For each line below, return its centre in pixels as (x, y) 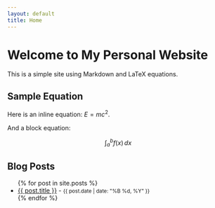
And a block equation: (39, 127)
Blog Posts (31, 166)
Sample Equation (45, 96)
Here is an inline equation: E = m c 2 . (59, 114)
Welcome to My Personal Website (108, 55)
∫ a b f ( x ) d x (118, 143)
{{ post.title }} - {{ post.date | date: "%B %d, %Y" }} (84, 190)
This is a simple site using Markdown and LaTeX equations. (93, 74)
